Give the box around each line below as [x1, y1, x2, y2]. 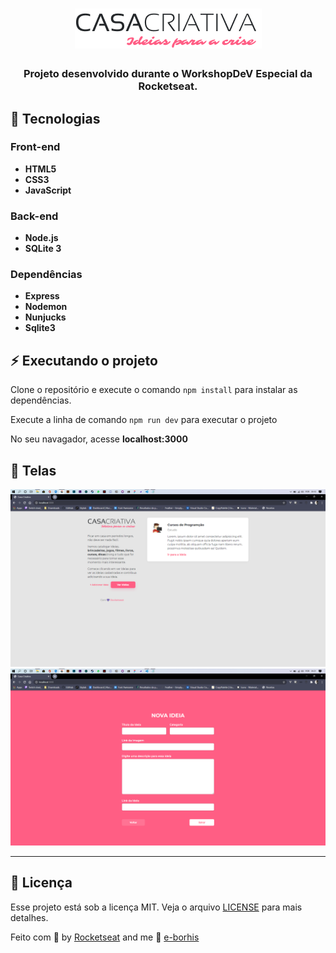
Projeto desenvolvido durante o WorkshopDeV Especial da [23, 67, 313, 81]
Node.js [24, 232, 59, 244]
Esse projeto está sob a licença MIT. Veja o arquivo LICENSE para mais [10, 901, 303, 913]
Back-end [10, 209, 59, 223]
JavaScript [24, 184, 72, 196]
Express [24, 290, 60, 302]
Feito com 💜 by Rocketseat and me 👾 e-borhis [10, 931, 200, 943]
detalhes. [10, 911, 49, 923]
